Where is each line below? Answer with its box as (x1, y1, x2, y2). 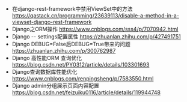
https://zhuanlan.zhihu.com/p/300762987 (11, 47, 116, 54)
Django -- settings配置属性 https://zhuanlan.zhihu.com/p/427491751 (11, 33, 182, 40)
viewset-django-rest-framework (11, 19, 92, 25)
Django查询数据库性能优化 (11, 68, 78, 75)
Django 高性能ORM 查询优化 (11, 55, 82, 61)
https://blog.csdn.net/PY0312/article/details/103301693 (11, 61, 150, 68)
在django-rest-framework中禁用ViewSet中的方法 (11, 5, 133, 12)
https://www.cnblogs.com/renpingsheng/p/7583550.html (11, 75, 154, 82)
